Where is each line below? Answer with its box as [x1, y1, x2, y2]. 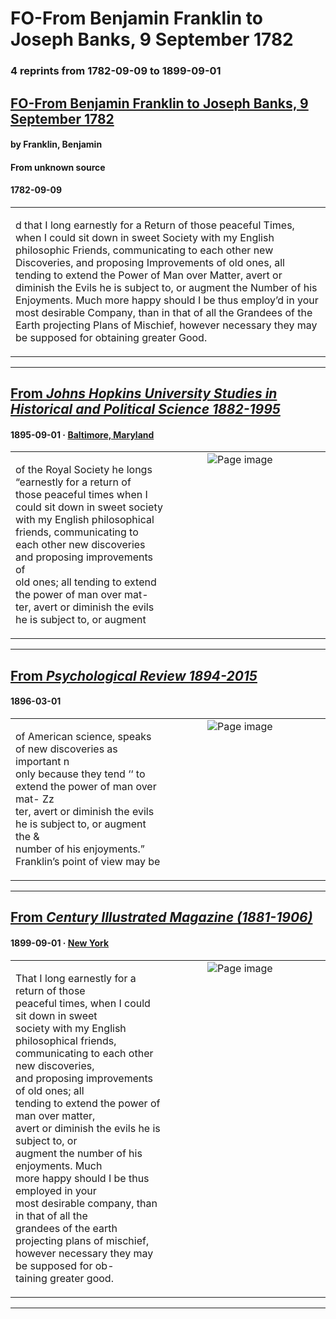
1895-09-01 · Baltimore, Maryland [10, 428, 155, 441]
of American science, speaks [15, 730, 152, 744]
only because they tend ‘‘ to [15, 767, 146, 781]
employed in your [15, 1183, 97, 1197]
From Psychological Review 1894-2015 [10, 667, 258, 684]
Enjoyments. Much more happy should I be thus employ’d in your [15, 293, 319, 307]
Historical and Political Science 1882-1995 [10, 401, 281, 418]
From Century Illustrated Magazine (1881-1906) [10, 909, 313, 926]
